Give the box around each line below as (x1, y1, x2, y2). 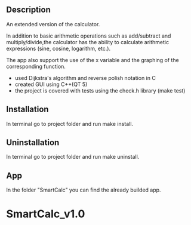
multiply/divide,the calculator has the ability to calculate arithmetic (6, 38, 170, 45)
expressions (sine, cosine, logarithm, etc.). (6, 45, 111, 52)
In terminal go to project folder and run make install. (6, 120, 133, 127)
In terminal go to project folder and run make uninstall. (6, 153, 140, 161)
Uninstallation (6, 137, 60, 148)
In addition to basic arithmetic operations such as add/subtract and (6, 32, 171, 39)
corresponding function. (6, 63, 66, 70)
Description (6, 5, 51, 15)
